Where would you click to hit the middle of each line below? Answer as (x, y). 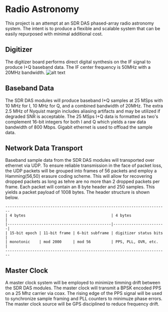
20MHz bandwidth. (25, 72)
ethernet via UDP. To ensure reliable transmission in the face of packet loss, (84, 166)
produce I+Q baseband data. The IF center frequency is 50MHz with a (78, 67)
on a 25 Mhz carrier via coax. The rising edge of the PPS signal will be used (84, 293)
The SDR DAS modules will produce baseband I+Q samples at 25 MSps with (84, 100)
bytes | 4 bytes (73, 216)
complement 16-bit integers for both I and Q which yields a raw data (76, 122)
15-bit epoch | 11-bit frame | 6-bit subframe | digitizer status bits (87, 233)
